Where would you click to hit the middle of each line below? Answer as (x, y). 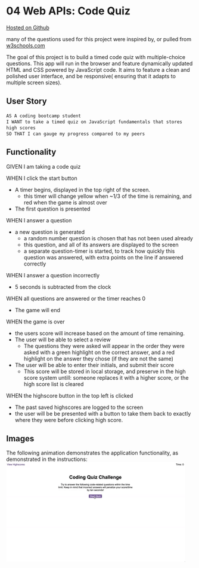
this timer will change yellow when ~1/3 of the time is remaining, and (108, 196)
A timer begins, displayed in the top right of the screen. (83, 190)
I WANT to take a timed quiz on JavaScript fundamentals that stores (94, 122)
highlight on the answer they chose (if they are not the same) (99, 358)
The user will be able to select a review (63, 340)
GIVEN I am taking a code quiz (43, 166)
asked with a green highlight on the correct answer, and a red (99, 352)
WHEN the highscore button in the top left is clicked (70, 395)
